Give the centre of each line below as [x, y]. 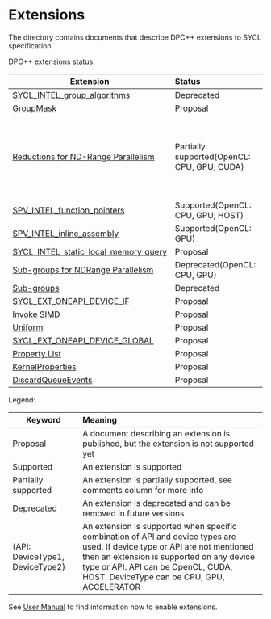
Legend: [22, 400]
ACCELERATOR [111, 587]
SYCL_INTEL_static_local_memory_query [90, 251]
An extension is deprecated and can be [156, 503]
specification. [31, 45]
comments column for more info [143, 490]
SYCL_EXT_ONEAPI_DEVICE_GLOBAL [83, 340]
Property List [37, 353]
